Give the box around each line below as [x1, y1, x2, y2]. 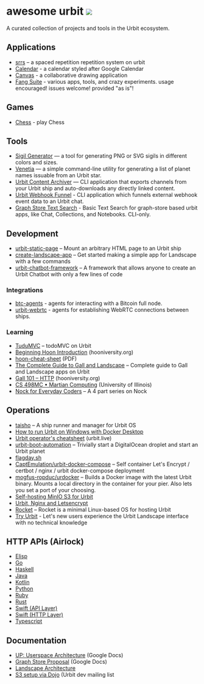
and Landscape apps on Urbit [15, 368, 90, 375]
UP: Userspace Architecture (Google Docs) [15, 652, 124, 659]
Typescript [15, 617, 43, 625]
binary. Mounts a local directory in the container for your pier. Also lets [15, 480, 192, 487]
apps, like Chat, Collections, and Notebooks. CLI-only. [15, 211, 151, 218]
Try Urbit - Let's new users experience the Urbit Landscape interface [15, 512, 189, 520]
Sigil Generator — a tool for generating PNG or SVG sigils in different [15, 152, 188, 160]
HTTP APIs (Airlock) [6, 536, 84, 546]
